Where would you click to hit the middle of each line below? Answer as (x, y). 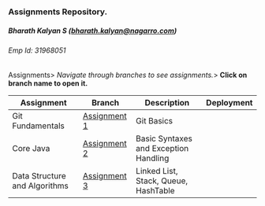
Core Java (31, 148)
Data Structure (39, 175)
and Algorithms (41, 186)
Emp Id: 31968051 (37, 50)
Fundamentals (39, 126)
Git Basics (154, 120)
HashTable (155, 190)
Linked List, (157, 171)
